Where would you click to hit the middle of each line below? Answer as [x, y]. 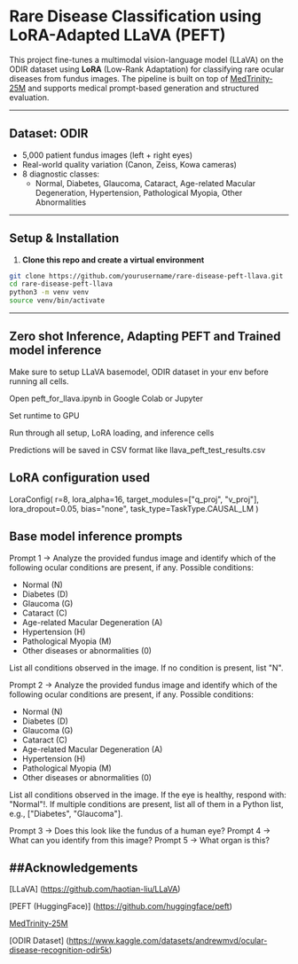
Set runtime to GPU [44, 415]
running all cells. [39, 381]
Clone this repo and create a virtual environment [113, 260]
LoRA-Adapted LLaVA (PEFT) [118, 35]
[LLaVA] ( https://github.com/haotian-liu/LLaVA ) [95, 890]
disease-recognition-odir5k [59, 950]
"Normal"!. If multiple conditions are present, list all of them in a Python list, [146, 803]
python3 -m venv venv [49, 293]
